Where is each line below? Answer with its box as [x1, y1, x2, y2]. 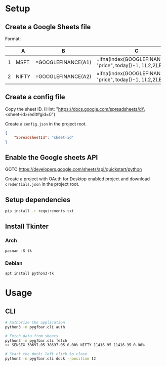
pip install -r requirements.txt [5, 208, 74, 214]
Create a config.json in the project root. [5, 121, 87, 126]
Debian [5, 260, 23, 267]
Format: [5, 36, 21, 41]
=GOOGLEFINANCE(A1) [35, 59, 92, 66]
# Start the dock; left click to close [5, 352, 87, 357]
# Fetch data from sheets [5, 333, 58, 338]
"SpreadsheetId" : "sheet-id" [14, 135, 74, 140]
